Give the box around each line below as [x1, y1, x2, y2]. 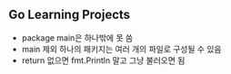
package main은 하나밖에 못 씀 [21, 32, 134, 43]
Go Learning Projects [8, 7, 131, 23]
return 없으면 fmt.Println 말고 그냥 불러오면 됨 [21, 54, 186, 66]
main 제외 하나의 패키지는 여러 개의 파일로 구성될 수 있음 [21, 43, 222, 54]
